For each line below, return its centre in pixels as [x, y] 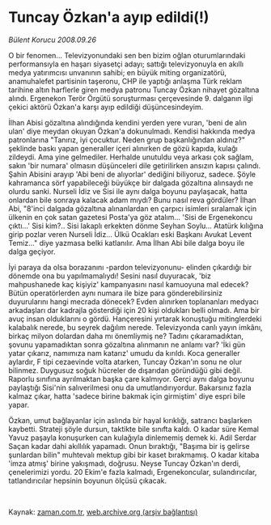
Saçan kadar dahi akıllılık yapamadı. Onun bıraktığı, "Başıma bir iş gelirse [129, 446]
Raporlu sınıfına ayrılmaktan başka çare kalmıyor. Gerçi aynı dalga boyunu [131, 379]
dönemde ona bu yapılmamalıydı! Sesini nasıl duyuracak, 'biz [110, 276]
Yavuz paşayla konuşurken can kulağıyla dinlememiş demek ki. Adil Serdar [133, 438]
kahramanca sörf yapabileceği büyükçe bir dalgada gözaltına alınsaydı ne [131, 183]
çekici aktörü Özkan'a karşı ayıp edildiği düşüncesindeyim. [106, 107]
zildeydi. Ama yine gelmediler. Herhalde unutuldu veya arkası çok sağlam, [131, 157]
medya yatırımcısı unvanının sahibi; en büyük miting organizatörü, [118, 72]
